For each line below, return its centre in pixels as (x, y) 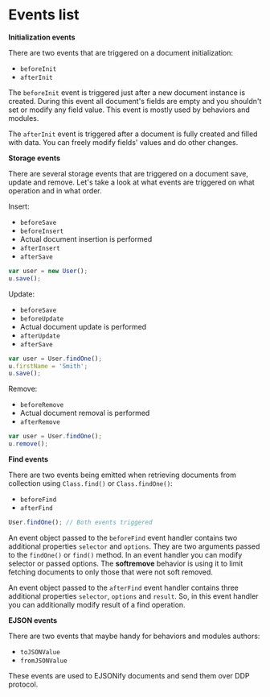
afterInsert (40, 248)
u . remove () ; (28, 444)
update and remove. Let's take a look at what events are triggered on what (131, 182)
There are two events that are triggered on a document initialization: (121, 52)
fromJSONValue (43, 661)
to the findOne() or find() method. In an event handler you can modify (125, 554)
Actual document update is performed (83, 326)
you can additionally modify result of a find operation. (97, 604)
